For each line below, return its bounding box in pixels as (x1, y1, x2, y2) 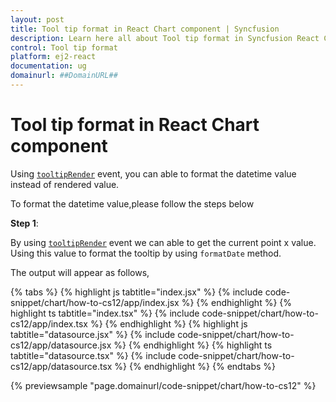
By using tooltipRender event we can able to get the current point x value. (10, 236, 317, 248)
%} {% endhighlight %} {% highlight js (89, 317, 248, 330)
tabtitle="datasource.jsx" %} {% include (10, 328, 176, 340)
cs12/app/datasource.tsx (10, 360, 113, 372)
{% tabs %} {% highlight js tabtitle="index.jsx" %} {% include (10, 286, 263, 298)
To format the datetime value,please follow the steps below (10, 197, 255, 210)
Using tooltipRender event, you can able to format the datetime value (10, 167, 297, 180)
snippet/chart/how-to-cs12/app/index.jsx (10, 296, 180, 308)
